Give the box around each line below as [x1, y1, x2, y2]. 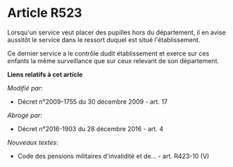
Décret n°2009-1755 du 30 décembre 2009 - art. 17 [17, 97, 168, 106]
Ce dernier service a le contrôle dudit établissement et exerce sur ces [7, 49, 210, 58]
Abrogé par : [7, 111, 42, 119]
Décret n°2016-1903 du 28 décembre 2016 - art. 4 [17, 124, 164, 133]
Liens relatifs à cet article [7, 70, 83, 79]
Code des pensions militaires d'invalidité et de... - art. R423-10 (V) [17, 152, 210, 160]
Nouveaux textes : [7, 138, 58, 147]
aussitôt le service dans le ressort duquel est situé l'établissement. [7, 35, 201, 44]
